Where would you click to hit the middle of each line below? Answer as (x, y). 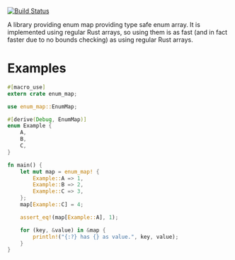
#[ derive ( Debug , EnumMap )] (47, 119)
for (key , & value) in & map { (63, 230)
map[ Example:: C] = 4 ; (52, 205)
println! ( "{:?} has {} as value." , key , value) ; (106, 237)
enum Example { (30, 126)
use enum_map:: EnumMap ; (42, 106)
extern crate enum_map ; (42, 94)
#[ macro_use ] (27, 87)
